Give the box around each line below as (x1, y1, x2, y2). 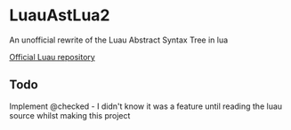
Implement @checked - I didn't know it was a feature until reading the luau (9, 101, 283, 111)
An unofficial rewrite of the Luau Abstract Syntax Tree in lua (9, 34, 229, 45)
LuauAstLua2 (9, 5, 110, 26)
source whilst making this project (9, 110, 131, 120)
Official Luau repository (9, 51, 95, 62)
